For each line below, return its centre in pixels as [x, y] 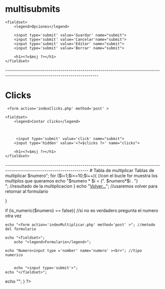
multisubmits [33, 9]
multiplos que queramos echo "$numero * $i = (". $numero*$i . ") [71, 181]
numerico [14, 255]
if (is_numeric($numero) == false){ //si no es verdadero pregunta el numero [82, 210]
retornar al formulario [27, 191]
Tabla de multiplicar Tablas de [124, 170]
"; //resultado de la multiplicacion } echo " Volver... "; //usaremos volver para [81, 186]
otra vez [14, 216]
